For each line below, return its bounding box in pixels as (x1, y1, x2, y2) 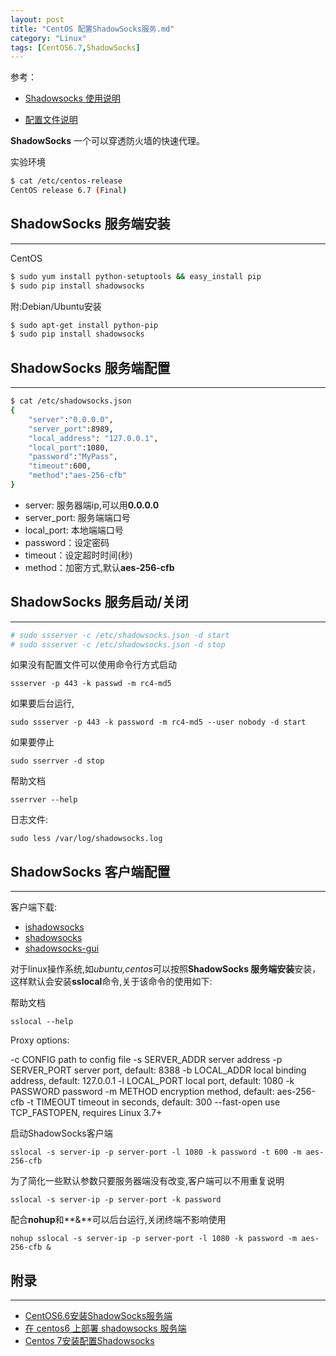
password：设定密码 (24, 536, 110, 548)
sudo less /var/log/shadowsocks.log (10, 834, 163, 844)
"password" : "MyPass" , (28, 452, 118, 462)
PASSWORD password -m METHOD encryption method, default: (10, 1086, 275, 1098)
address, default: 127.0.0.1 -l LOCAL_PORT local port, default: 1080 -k (10, 1075, 295, 1087)
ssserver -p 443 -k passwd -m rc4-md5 (10, 679, 172, 689)
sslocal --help (10, 1017, 74, 1027)
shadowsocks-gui (24, 942, 100, 955)
